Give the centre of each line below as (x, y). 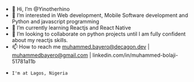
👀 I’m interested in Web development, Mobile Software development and (100, 15)
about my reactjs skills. (40, 40)
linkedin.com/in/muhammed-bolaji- (135, 55)
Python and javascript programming (55, 21)
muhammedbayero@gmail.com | (51, 55)
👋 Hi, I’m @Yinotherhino (41, 9)
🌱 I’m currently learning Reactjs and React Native (71, 28)
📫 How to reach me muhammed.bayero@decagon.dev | (80, 47)
